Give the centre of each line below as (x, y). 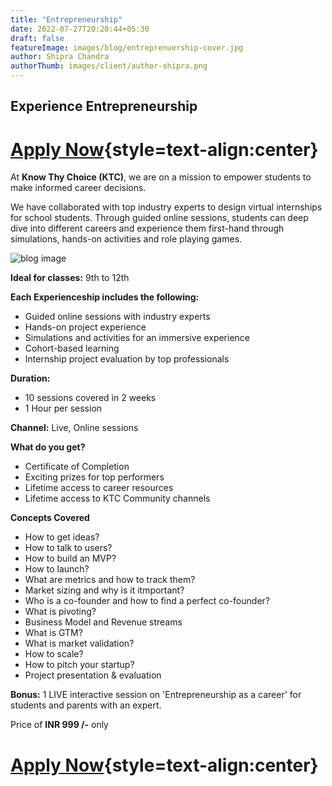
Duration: (30, 378)
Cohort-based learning (72, 348)
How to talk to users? (68, 548)
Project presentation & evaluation (93, 675)
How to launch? (57, 569)
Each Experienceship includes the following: (105, 297)
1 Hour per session (63, 408)
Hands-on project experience (85, 327)
